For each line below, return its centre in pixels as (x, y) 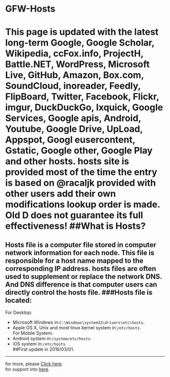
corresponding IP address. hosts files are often (81, 269)
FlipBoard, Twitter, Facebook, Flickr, (82, 97)
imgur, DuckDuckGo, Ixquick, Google (84, 108)
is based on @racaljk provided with (80, 183)
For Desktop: (19, 313)
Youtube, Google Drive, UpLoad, (74, 129)
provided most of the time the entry (81, 172)
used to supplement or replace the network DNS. (84, 276)
